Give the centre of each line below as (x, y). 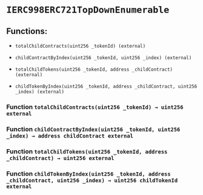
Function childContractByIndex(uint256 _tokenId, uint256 (93, 129)
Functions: (27, 31)
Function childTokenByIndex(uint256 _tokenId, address (88, 173)
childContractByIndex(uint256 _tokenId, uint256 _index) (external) (103, 58)
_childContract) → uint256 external (60, 158)
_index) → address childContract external (70, 136)
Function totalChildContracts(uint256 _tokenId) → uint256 (95, 107)
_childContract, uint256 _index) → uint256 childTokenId (92, 180)
